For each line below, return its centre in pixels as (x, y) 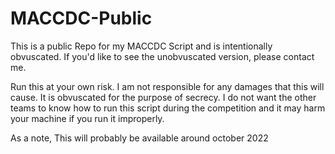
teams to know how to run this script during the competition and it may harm (168, 108)
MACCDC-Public (81, 18)
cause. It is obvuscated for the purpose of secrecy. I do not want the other (163, 97)
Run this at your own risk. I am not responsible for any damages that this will (167, 86)
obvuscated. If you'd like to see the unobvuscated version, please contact (162, 56)
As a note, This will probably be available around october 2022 (139, 138)
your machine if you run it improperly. (87, 118)
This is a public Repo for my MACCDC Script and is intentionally (141, 46)
